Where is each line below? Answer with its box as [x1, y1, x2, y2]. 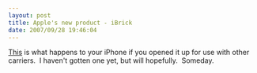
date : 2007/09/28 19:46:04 [8, 26, 97, 34]
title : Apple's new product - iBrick [8, 19, 133, 27]
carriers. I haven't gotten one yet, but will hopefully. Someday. [8, 56, 214, 65]
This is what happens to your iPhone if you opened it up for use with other [8, 48, 250, 57]
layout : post [8, 11, 51, 20]
